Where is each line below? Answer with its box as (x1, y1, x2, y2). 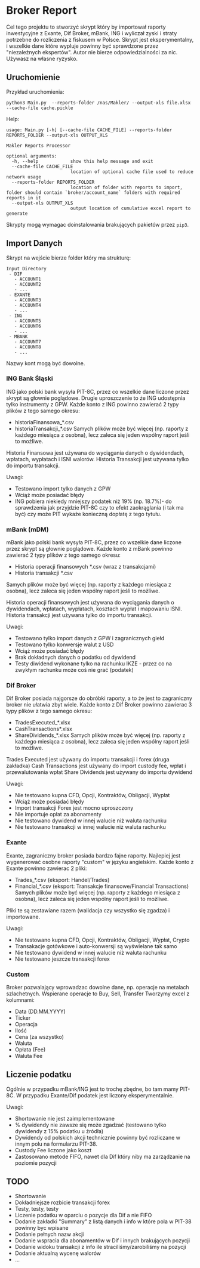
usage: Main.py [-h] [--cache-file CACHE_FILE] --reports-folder (6, 127, 172, 133)
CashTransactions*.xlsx (14, 726, 73, 733)
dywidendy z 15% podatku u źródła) (14, 1127, 104, 1134)
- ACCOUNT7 (14, 338, 42, 345)
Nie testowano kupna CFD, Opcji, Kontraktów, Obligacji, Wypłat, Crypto (14, 936, 190, 943)
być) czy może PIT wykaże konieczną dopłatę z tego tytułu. (14, 510, 162, 517)
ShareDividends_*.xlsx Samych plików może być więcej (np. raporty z (14, 732, 186, 739)
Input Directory (6, 266, 47, 272)
